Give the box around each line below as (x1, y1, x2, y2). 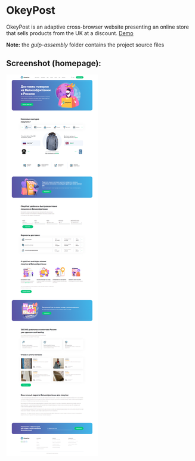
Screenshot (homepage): (6, 58, 101, 68)
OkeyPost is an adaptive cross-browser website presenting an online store (6, 23, 189, 30)
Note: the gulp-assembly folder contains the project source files (6, 41, 165, 48)
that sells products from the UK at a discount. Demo (6, 29, 134, 36)
